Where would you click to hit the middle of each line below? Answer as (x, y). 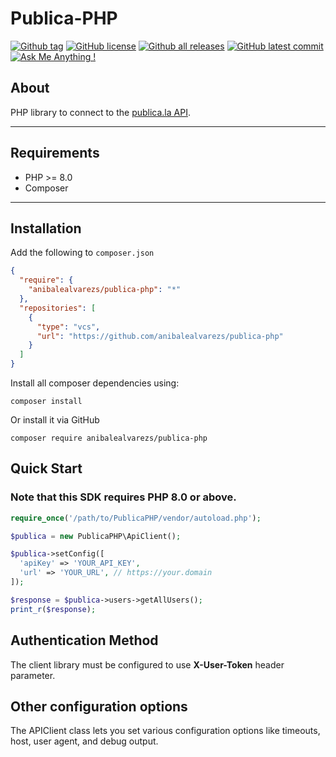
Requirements (55, 153)
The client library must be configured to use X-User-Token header (147, 664)
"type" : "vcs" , (68, 327)
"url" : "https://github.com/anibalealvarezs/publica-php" (160, 336)
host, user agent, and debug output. (84, 741)
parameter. (33, 675)
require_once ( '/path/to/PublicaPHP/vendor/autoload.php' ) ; (136, 518)
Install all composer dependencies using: (95, 383)
